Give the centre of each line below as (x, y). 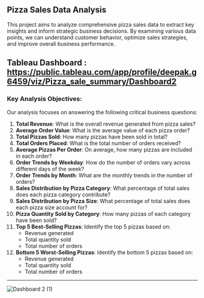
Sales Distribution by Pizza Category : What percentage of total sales (103, 188)
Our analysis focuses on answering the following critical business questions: (102, 112)
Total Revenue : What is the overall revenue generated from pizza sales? (106, 124)
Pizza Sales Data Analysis (57, 10)
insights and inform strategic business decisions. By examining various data (101, 31)
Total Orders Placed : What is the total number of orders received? (98, 143)
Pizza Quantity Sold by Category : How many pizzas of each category (103, 213)
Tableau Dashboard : (47, 63)
